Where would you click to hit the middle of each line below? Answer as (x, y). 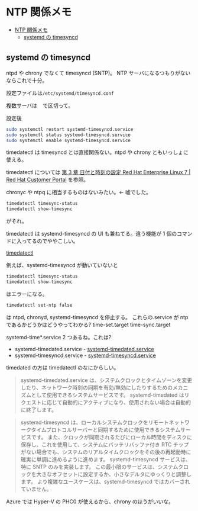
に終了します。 (39, 410)
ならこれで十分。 (27, 80)
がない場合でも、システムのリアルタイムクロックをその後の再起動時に (106, 452)
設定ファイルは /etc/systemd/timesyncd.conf (60, 93)
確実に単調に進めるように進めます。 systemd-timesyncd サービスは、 (106, 459)
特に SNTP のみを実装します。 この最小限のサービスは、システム (99, 467)
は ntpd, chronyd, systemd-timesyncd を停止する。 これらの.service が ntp (97, 317)
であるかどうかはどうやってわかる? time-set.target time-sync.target (88, 324)
